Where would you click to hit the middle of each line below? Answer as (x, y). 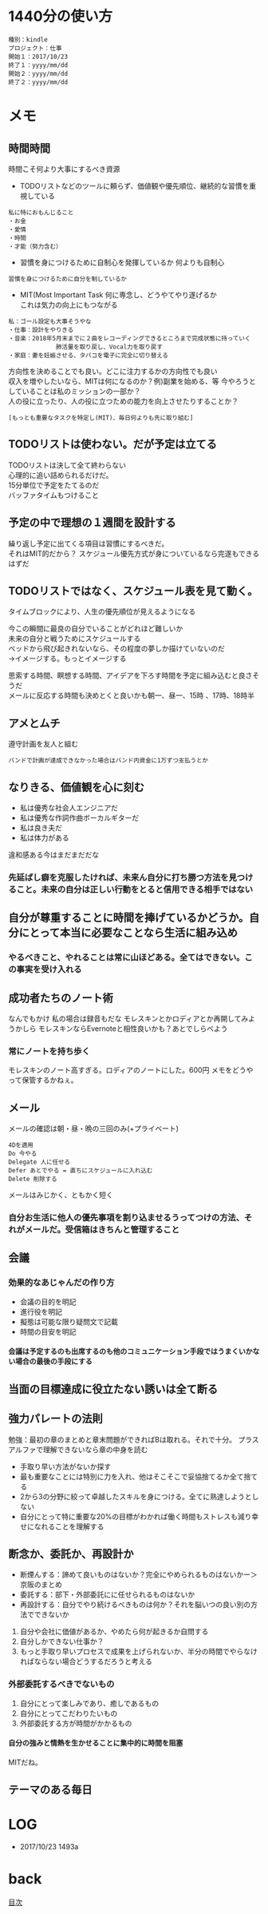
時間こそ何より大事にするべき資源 (64, 169)
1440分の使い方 (61, 16)
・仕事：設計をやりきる (41, 330)
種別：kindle (28, 40)
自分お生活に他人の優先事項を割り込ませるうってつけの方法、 (126, 1218)
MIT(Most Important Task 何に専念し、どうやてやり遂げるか (118, 294)
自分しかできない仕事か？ (62, 1641)
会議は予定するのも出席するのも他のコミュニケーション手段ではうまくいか (130, 1351)
